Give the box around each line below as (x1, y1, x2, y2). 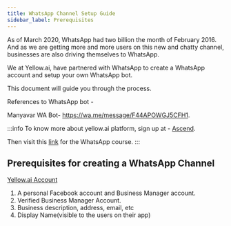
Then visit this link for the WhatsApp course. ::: (7, 137, 140, 145)
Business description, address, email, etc (17, 204, 134, 212)
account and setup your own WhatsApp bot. (7, 70, 133, 79)
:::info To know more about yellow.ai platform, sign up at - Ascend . (7, 124, 196, 132)
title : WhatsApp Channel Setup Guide (7, 10, 116, 17)
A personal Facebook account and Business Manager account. (17, 189, 196, 197)
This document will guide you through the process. (7, 84, 152, 92)
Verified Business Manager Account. (17, 196, 122, 205)
